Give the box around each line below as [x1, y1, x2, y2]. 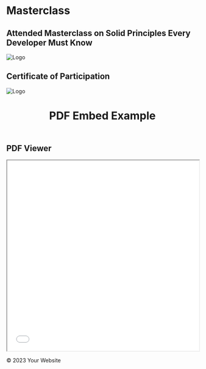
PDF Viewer [6, 143, 52, 153]
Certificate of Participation [6, 71, 110, 82]
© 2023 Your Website [6, 357, 61, 364]
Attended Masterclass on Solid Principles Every [6, 28, 191, 38]
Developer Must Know [6, 37, 93, 48]
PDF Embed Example [49, 109, 156, 123]
